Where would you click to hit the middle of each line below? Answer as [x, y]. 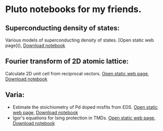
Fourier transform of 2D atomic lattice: [67, 61]
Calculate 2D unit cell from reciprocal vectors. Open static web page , [77, 73]
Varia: [15, 95]
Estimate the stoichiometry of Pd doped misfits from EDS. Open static [85, 107]
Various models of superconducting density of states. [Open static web [80, 40]
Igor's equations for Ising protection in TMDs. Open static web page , [84, 118]
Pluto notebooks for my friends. [73, 9]
